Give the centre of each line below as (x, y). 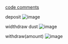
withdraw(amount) (25, 36)
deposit (13, 17)
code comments (22, 7)
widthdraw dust (22, 26)
